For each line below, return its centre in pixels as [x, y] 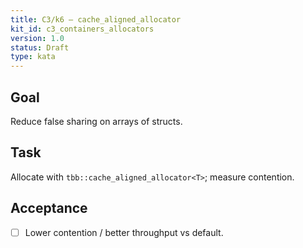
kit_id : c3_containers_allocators [82, 29]
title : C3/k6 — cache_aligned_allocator [96, 19]
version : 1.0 [37, 38]
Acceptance [49, 208]
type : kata [33, 57]
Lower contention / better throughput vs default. [124, 232]
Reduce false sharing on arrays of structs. [96, 121]
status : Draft [40, 47]
